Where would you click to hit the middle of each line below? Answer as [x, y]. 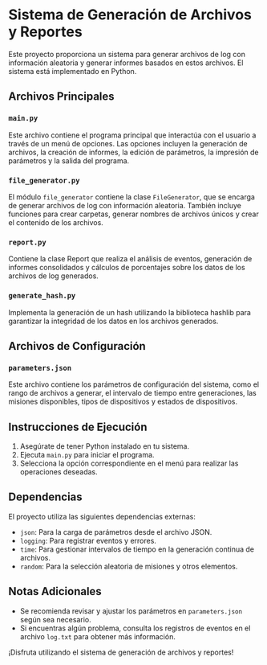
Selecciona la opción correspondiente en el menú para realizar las [129, 463]
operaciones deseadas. [59, 472]
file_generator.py [44, 180]
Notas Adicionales [55, 591]
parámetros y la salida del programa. [69, 160]
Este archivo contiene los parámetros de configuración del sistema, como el [133, 384]
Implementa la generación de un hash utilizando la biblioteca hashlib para [129, 312]
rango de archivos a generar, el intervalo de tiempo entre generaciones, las [132, 393]
